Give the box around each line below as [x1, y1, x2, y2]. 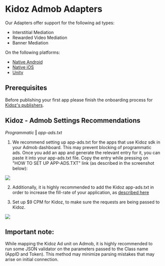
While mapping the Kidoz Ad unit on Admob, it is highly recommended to [5, 241, 153, 247]
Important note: [5, 228, 54, 236]
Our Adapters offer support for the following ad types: [5, 20, 115, 26]
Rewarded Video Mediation [12, 35, 67, 40]
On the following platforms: [5, 49, 61, 55]
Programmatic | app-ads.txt [5, 129, 63, 135]
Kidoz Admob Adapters [5, 3, 102, 15]
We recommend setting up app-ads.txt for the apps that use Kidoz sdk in [12, 139, 161, 145]
